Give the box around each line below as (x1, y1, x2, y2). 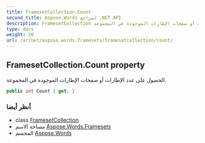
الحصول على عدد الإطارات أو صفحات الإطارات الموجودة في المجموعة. (6, 76, 167, 83)
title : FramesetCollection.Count (6, 9, 92, 15)
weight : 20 (6, 32, 34, 38)
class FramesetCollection (15, 116, 79, 123)
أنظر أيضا (6, 102, 31, 111)
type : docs (6, 26, 34, 32)
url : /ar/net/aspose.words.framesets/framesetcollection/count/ (6, 37, 173, 43)
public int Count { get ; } (6, 88, 75, 94)
